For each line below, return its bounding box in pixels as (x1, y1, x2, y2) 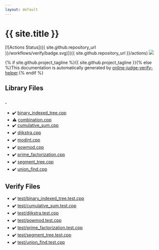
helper (5, 70, 18, 76)
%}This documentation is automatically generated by (5, 64, 111, 71)
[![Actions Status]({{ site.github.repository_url (5, 44, 96, 50)
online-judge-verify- (112, 64, 153, 71)
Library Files (5, 84, 44, 92)
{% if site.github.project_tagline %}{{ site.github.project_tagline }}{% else (5, 59, 152, 65)
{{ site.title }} (5, 28, 59, 39)
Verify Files (5, 182, 40, 191)
